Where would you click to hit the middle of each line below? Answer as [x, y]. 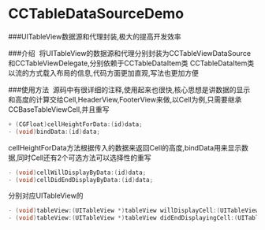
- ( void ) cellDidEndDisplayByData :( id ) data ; [81, 180]
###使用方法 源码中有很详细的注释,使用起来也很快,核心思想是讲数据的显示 [129, 89]
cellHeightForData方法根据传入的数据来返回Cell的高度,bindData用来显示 [125, 147]
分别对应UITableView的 [46, 196]
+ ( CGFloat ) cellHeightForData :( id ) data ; [76, 124]
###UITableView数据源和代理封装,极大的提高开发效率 [95, 36]
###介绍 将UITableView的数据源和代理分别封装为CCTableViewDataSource [129, 53]
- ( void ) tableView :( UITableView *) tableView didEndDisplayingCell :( [123, 218]
